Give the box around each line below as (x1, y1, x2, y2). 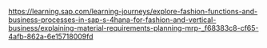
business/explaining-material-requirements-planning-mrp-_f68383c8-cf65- (8, 24, 259, 32)
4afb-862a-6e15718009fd (8, 31, 94, 41)
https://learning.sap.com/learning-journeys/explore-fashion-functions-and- (8, 7, 258, 16)
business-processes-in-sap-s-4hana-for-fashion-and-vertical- (8, 15, 217, 24)
